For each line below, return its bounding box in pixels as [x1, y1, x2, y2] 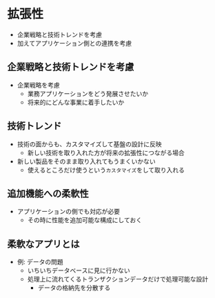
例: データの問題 [17, 258, 63, 266]
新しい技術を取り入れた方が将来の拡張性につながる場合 [27, 148, 185, 157]
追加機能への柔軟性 [7, 188, 89, 199]
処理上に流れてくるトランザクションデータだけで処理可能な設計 [27, 275, 209, 284]
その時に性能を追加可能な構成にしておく [27, 216, 143, 224]
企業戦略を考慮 [17, 81, 60, 89]
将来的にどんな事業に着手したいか [27, 98, 125, 106]
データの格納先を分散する [37, 284, 111, 292]
